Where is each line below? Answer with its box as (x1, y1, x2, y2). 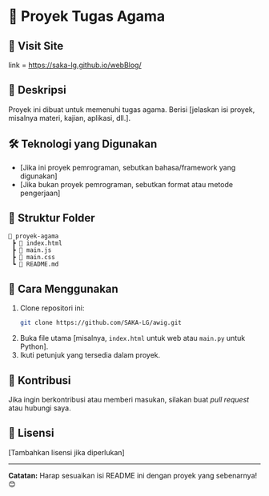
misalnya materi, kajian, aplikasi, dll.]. (8, 113, 130, 122)
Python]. (19, 342, 49, 351)
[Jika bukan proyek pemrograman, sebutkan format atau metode (19, 179, 234, 189)
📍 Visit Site (8, 39, 64, 53)
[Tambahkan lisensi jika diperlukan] (8, 447, 126, 457)
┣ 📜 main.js (11, 246, 52, 254)
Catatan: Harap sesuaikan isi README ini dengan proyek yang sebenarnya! (8, 470, 258, 480)
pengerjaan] (19, 188, 61, 198)
